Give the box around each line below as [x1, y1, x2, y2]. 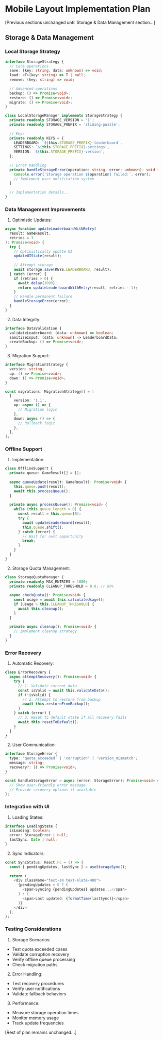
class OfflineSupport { [5, 466, 53, 471]
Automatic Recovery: [12, 660, 54, 666]
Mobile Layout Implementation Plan [5, 3, 150, 15]
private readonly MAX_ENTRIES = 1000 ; [9, 579, 88, 584]
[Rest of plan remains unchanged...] [5, 1029, 77, 1035]
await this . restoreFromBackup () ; [22, 701, 90, 707]
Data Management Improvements [5, 206, 86, 212]
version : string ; [9, 367, 45, 372]
